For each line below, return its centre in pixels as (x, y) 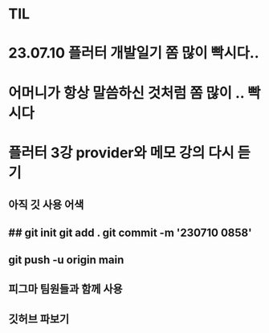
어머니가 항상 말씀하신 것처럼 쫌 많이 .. (126, 93)
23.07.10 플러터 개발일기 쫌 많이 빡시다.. (134, 53)
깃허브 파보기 (39, 319)
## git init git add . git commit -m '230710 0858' (130, 232)
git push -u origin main (66, 260)
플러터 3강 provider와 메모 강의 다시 (121, 152)
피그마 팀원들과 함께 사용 (65, 289)
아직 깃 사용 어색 (46, 205)
